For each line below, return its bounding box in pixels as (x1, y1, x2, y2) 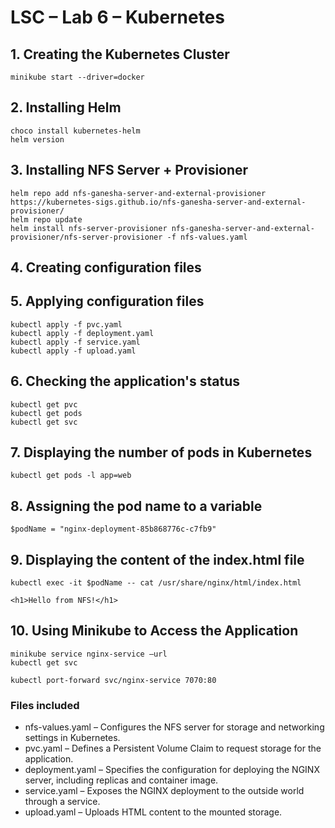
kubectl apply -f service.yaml (10, 337, 141, 347)
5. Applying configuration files (10, 293, 205, 310)
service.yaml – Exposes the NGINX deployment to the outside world (24, 785, 305, 797)
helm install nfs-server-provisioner (10, 223, 168, 233)
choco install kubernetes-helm (10, 126, 141, 136)
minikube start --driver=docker (10, 72, 145, 82)
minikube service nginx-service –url (10, 649, 168, 659)
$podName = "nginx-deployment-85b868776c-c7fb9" (10, 524, 217, 535)
